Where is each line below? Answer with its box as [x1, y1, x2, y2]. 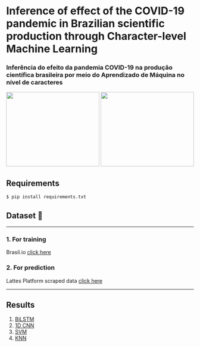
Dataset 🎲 [6, 210, 43, 221]
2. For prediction [6, 264, 55, 272]
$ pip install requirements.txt [6, 194, 86, 200]
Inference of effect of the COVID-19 [6, 4, 185, 18]
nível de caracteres [6, 79, 63, 87]
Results [6, 299, 35, 310]
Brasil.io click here [6, 249, 52, 256]
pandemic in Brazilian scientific [6, 17, 165, 30]
